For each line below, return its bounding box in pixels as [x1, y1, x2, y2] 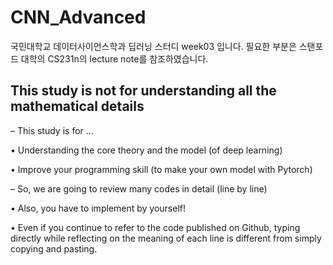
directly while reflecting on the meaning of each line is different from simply [10, 232, 322, 244]
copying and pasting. [10, 242, 98, 255]
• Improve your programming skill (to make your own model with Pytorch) [10, 163, 313, 175]
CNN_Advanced [10, 6, 147, 29]
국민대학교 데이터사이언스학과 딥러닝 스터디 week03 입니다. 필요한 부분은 [10, 40, 297, 52]
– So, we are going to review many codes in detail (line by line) [10, 182, 268, 195]
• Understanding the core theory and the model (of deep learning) [10, 144, 283, 156]
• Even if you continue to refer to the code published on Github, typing [10, 221, 301, 233]
